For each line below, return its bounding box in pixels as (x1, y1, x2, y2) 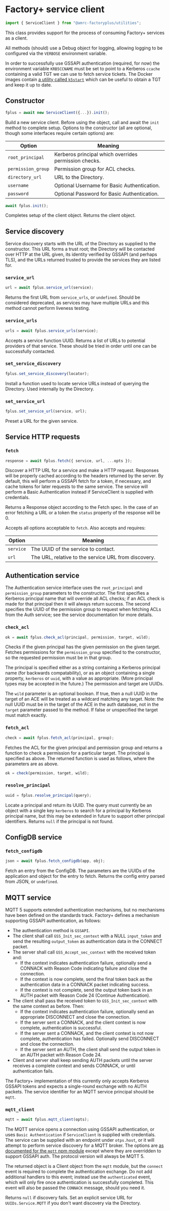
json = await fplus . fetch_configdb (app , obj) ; (5, 858, 105, 863)
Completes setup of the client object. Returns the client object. (5, 212, 136, 218)
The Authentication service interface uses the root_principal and (5, 585, 143, 591)
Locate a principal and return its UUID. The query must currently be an (5, 802, 152, 808)
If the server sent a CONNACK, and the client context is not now (20, 1030, 154, 1036)
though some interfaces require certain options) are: (5, 130, 115, 136)
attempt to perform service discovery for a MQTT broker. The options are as (5, 1142, 164, 1148)
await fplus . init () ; (5, 203, 49, 208)
